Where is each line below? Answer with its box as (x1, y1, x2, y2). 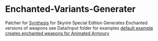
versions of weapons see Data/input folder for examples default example (5, 25, 154, 31)
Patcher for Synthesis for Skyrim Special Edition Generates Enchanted (5, 20, 148, 26)
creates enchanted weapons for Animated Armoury (5, 30, 110, 36)
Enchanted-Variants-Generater (5, 3, 136, 15)
